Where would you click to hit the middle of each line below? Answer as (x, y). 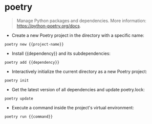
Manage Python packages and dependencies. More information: (81, 21)
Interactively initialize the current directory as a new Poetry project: (79, 71)
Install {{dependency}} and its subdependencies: (61, 53)
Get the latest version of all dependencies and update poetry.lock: (78, 89)
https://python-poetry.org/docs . (49, 25)
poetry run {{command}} (29, 117)
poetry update (19, 99)
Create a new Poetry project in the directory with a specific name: (78, 35)
